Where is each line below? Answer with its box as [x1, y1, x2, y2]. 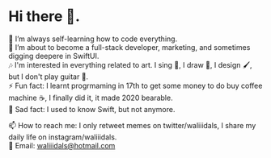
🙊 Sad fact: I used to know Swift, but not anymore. [8, 104, 176, 114]
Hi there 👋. [8, 7, 81, 26]
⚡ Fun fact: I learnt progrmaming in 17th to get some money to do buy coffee [8, 81, 263, 90]
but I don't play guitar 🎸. [8, 72, 89, 81]
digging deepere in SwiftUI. [8, 51, 100, 60]
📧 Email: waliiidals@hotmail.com [8, 140, 116, 150]
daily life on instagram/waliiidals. [8, 132, 117, 142]
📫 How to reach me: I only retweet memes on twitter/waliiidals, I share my [8, 120, 256, 130]
